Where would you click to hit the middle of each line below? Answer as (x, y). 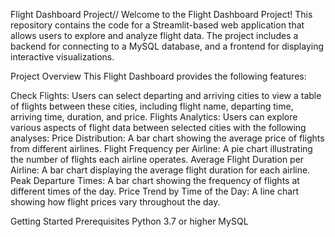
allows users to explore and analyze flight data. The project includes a (154, 35)
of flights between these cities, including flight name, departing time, (152, 106)
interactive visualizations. (62, 57)
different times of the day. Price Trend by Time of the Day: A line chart (155, 191)
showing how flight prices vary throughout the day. (115, 202)
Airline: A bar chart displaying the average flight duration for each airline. (160, 170)
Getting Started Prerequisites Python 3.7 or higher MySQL (129, 221)
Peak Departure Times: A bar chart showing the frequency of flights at (155, 180)
